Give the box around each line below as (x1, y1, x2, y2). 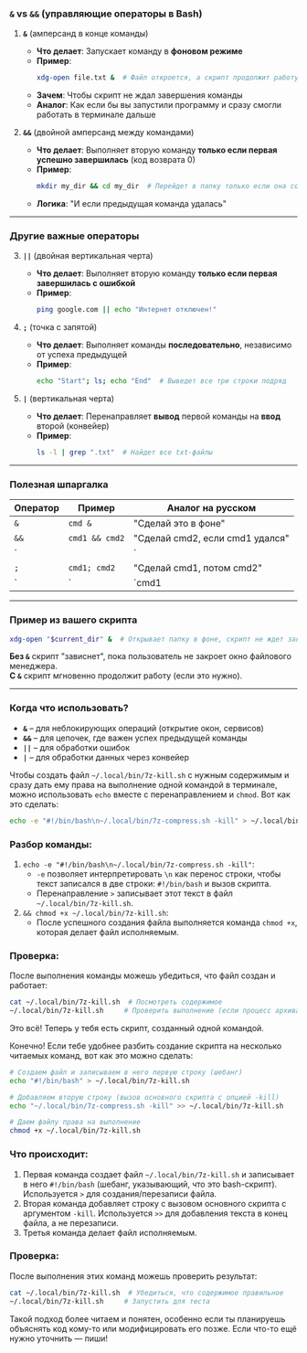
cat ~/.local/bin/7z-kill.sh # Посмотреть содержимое (9, 997, 223, 1007)
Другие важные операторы (9, 229, 140, 242)
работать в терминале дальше (36, 109, 156, 121)
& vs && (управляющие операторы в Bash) (9, 7, 203, 20)
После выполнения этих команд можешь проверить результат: (9, 1270, 258, 1282)
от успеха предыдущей (36, 349, 128, 360)
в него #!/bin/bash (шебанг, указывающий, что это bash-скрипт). (22, 1178, 278, 1189)
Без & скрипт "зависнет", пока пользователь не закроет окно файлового (9, 651, 292, 662)
